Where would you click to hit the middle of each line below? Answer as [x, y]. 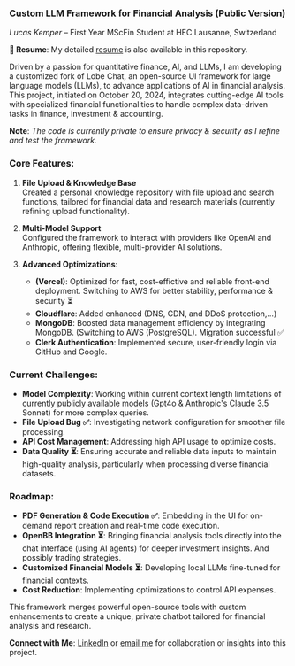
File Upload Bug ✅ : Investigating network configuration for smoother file [154, 422]
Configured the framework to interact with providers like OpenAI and [147, 237]
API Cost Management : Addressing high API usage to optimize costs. [149, 441]
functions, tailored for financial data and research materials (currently [148, 201]
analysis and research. [50, 626]
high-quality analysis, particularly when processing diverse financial [146, 464]
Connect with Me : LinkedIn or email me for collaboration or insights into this [148, 643]
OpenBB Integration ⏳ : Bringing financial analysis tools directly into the [151, 536]
